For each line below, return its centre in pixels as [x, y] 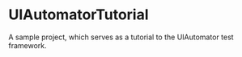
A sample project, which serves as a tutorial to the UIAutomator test [121, 37]
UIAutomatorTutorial [79, 15]
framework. [28, 45]
